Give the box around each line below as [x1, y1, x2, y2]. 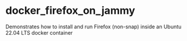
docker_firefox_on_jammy [5, 4, 135, 17]
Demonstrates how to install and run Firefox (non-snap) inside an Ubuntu [5, 23, 182, 30]
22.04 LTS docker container [5, 29, 73, 36]
